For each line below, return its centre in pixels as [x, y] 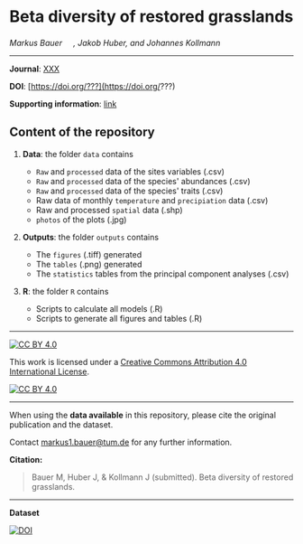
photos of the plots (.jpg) [81, 220]
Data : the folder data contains [78, 154]
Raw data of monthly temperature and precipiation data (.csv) [152, 200]
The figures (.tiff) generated [89, 254]
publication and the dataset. [61, 424]
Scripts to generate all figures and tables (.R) [119, 318]
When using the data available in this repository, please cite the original [143, 415]
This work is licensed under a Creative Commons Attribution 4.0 [129, 361]
